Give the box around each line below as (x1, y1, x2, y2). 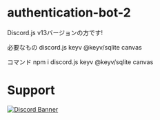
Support (7, 83, 55, 98)
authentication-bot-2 (7, 5, 131, 21)
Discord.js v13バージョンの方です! (7, 28, 103, 37)
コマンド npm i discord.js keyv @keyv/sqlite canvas (7, 57, 154, 66)
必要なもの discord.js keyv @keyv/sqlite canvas (7, 43, 143, 51)
